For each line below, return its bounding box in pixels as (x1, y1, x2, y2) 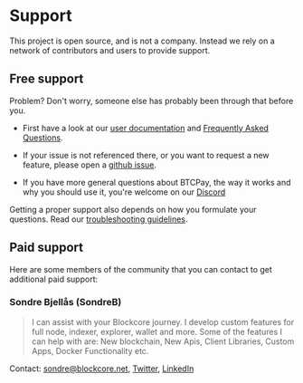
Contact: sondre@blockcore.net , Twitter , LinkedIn (9, 363, 194, 374)
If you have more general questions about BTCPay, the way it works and (22, 177, 291, 187)
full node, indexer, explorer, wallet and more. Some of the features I (31, 326, 283, 337)
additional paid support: (9, 273, 99, 284)
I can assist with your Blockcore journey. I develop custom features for (31, 316, 295, 327)
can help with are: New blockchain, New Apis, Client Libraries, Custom (31, 336, 295, 347)
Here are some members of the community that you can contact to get (9, 263, 273, 274)
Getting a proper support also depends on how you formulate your (9, 204, 257, 215)
